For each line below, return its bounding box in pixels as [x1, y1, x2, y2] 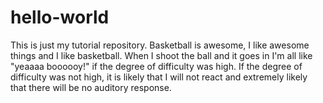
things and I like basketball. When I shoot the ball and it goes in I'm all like [10, 49, 313, 61]
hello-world [10, 6, 110, 29]
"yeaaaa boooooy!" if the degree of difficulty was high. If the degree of [10, 60, 303, 72]
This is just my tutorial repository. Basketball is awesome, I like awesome [10, 39, 310, 51]
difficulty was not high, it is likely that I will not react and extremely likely [10, 71, 308, 83]
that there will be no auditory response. [10, 81, 172, 93]
